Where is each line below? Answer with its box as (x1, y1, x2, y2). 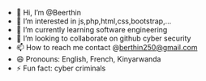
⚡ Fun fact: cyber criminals (15, 63, 106, 73)
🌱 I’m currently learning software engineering (15, 25, 168, 34)
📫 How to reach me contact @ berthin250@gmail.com (15, 43, 198, 52)
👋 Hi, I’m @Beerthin (15, 8, 82, 17)
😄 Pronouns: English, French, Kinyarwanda (15, 54, 161, 64)
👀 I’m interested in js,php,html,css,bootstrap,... (15, 16, 172, 26)
